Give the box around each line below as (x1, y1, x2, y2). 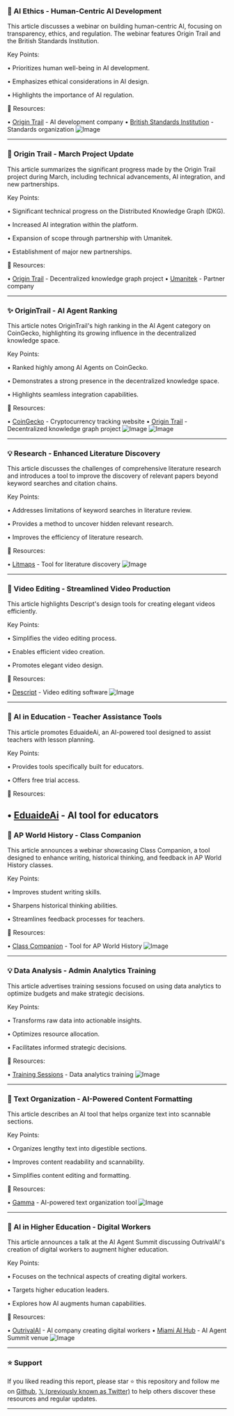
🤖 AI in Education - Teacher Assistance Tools (7, 712, 162, 722)
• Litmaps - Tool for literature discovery (7, 560, 120, 568)
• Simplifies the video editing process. (7, 634, 117, 643)
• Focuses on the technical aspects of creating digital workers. (7, 1273, 187, 1281)
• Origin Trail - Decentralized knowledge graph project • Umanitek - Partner (7, 274, 225, 283)
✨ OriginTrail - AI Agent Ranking (7, 306, 118, 316)
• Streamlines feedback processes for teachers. (7, 915, 145, 924)
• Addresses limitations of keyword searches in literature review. (7, 506, 192, 515)
